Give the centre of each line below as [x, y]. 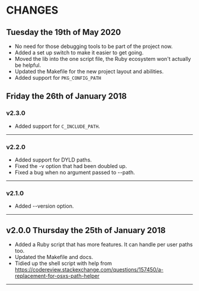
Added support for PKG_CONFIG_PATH [58, 78]
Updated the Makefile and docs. [54, 257]
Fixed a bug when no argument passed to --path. [75, 172]
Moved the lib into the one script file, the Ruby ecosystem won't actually [103, 59]
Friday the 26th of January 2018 [67, 96]
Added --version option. [44, 206]
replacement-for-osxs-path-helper [57, 276]
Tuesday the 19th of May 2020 [64, 32]
